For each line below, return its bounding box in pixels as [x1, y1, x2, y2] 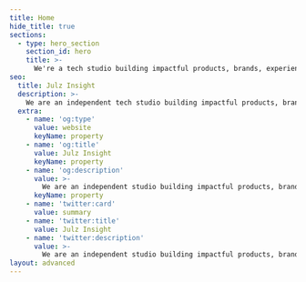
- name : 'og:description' [25, 166, 125, 175]
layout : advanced [9, 258, 76, 268]
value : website [33, 124, 92, 133]
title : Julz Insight [17, 81, 96, 90]
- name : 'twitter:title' [25, 216, 120, 226]
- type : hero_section [17, 38, 100, 48]
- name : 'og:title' [25, 140, 100, 149]
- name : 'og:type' [25, 115, 96, 124]
